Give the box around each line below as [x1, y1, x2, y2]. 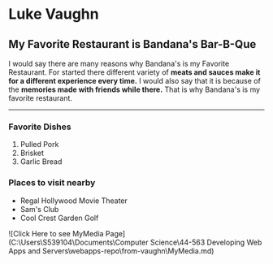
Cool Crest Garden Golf [19, 213, 99, 223]
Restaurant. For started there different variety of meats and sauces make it [8, 67, 261, 77]
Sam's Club [19, 204, 59, 214]
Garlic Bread [19, 157, 63, 167]
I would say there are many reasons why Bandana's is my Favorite [8, 58, 230, 68]
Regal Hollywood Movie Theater [19, 196, 128, 206]
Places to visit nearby [8, 177, 96, 188]
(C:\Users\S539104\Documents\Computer [8, 237, 149, 247]
